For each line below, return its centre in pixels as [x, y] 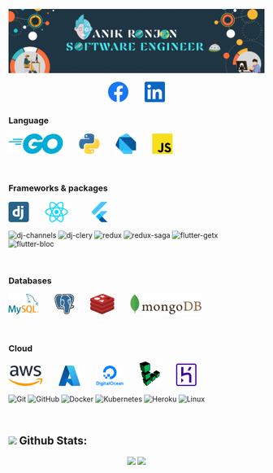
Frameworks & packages [58, 188]
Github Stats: [53, 440]
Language [29, 120]
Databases [30, 280]
